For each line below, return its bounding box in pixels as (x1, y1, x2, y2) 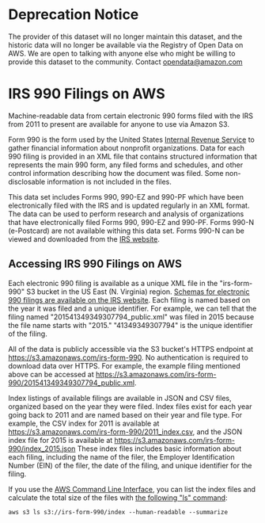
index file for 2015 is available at (8, 435, 113, 445)
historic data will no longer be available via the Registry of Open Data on (8, 40, 244, 49)
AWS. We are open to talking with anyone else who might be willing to (8, 48, 236, 58)
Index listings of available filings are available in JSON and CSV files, (8, 393, 232, 403)
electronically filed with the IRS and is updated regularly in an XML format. (8, 200, 250, 210)
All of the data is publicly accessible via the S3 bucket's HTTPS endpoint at (8, 344, 254, 353)
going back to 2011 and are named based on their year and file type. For (8, 410, 243, 419)
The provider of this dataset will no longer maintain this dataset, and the (8, 32, 243, 41)
